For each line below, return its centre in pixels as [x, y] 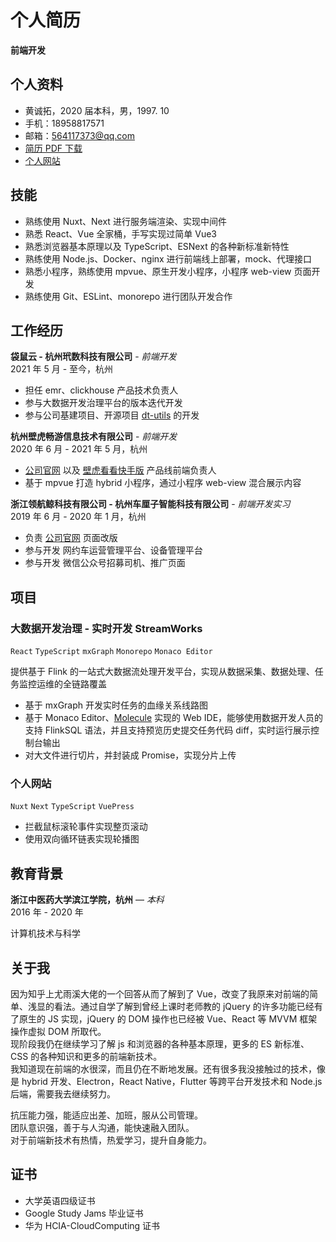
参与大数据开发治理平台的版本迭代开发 [103, 403]
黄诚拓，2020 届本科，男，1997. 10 [97, 110]
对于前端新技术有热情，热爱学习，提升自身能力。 [111, 1140]
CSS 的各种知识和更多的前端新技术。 [86, 1056]
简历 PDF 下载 [53, 148]
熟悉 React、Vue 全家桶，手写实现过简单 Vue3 [120, 233]
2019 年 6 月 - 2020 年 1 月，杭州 [78, 517]
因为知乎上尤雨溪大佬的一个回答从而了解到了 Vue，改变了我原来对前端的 [160, 993]
